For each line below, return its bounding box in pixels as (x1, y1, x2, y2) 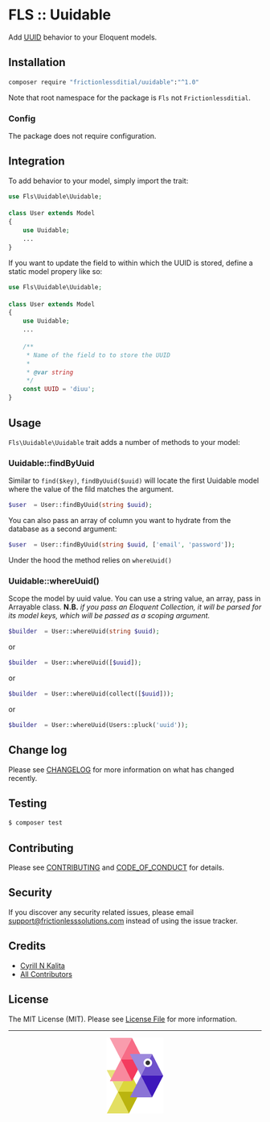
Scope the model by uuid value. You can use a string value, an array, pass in (8, 594, 261, 604)
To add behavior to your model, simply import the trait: (8, 176, 189, 185)
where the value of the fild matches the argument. (8, 484, 174, 494)
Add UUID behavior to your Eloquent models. (8, 32, 157, 42)
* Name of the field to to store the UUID (26, 351, 171, 359)
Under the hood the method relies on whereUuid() (8, 555, 173, 565)
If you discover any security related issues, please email (8, 907, 194, 916)
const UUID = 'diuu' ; (22, 385, 95, 393)
